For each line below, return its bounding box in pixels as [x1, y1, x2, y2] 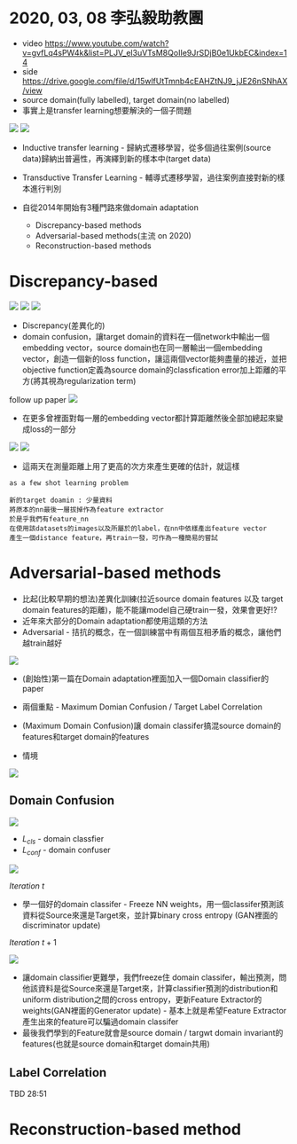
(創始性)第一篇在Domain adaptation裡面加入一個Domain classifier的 [21, 673, 269, 684]
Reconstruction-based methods [35, 240, 152, 251]
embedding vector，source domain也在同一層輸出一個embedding [21, 342, 263, 353]
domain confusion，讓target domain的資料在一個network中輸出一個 [21, 331, 270, 341]
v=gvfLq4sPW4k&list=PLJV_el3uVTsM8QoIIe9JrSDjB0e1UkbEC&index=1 [21, 47, 287, 58]
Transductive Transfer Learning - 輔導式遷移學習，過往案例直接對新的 [21, 172, 277, 183]
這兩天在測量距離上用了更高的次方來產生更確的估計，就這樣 [21, 460, 240, 471]
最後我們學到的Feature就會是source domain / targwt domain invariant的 [21, 1028, 284, 1038]
